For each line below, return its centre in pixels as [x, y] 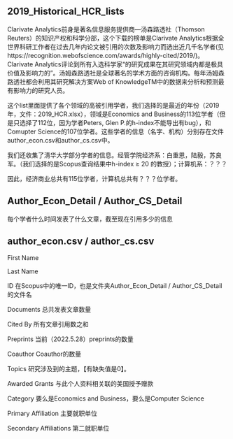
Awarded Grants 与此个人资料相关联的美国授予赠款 [80, 384]
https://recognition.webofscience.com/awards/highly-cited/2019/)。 [106, 55]
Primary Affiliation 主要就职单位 [52, 413]
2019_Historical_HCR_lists [66, 12]
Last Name [23, 271]
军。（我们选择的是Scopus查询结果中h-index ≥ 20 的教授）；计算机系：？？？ [117, 164]
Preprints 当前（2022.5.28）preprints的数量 [71, 339]
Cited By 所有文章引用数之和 [48, 324]
